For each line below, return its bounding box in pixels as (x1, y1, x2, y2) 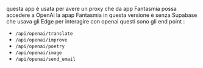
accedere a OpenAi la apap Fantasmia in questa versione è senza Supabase (6, 11, 198, 19)
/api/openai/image (15, 50, 62, 56)
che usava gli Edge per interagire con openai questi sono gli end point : (6, 18, 185, 25)
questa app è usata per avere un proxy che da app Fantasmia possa (6, 5, 177, 12)
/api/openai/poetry (15, 43, 65, 49)
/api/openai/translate (15, 31, 73, 37)
